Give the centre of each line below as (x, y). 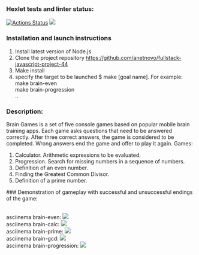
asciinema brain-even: (34, 217)
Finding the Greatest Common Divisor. (62, 174)
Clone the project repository (50, 57)
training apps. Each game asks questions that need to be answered (89, 130)
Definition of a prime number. (51, 180)
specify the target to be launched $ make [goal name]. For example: (99, 77)
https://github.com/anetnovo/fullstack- (134, 57)
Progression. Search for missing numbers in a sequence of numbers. (100, 161)
